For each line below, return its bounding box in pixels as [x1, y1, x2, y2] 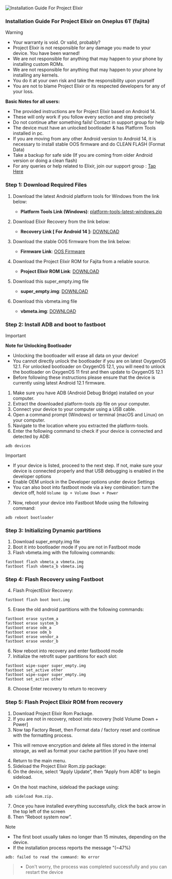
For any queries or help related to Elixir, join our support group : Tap [12, 163, 156, 169]
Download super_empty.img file [12, 539, 80, 545]
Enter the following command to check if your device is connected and [12, 428, 163, 434]
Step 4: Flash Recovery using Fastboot [5, 576, 104, 583]
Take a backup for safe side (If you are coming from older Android [12, 152, 153, 158]
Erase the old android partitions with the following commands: [12, 607, 144, 613]
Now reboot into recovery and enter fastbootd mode [12, 648, 124, 654]
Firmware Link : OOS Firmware [20, 248, 85, 254]
